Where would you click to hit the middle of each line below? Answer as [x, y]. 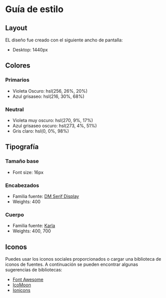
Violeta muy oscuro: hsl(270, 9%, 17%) [53, 120]
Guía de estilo [34, 9]
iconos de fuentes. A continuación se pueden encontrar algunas [72, 264]
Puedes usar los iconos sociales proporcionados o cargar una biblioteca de [83, 259]
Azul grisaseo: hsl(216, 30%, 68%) [48, 96]
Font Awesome [28, 280]
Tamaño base [22, 161]
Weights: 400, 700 [32, 231]
